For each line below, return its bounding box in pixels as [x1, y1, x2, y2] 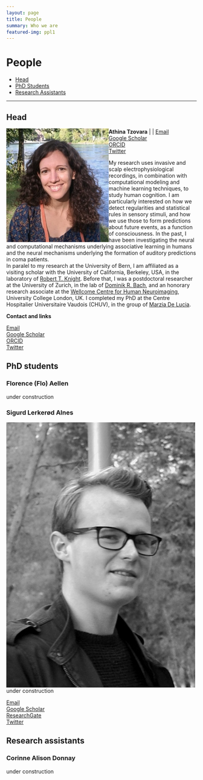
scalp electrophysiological [108, 165, 174, 173]
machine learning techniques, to [108, 185, 189, 192]
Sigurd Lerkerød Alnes [6, 408, 74, 416]
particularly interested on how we [108, 198, 192, 205]
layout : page [6, 10, 39, 16]
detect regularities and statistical [108, 204, 190, 212]
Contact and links [6, 313, 51, 319]
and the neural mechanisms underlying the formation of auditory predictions [6, 249, 196, 256]
